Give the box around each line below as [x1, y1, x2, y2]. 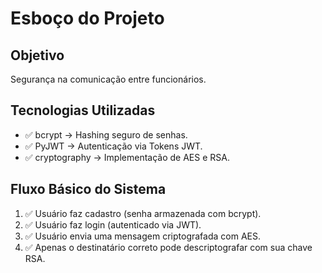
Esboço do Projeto [10, 7, 165, 30]
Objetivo [10, 47, 65, 64]
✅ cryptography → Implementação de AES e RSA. [24, 151, 230, 163]
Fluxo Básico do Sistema [10, 181, 167, 198]
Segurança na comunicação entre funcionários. [10, 73, 207, 85]
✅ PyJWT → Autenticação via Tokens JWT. [24, 140, 203, 152]
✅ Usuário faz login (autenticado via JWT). [24, 218, 202, 231]
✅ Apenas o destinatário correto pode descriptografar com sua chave [24, 241, 313, 253]
